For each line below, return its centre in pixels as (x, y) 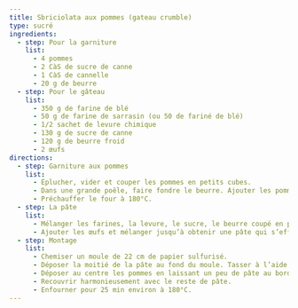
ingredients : (33, 34)
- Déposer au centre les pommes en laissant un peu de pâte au (152, 273)
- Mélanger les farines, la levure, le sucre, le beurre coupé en (158, 224)
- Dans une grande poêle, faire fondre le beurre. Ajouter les (152, 191)
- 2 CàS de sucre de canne (82, 67)
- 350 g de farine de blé (80, 108)
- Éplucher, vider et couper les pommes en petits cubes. (142, 183)
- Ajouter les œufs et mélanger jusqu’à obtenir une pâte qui (150, 232)
